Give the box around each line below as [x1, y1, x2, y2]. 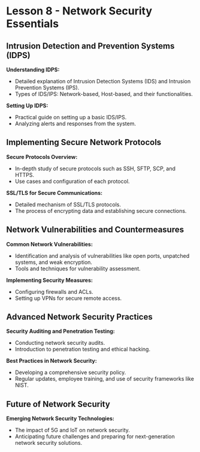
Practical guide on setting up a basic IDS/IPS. [14, 114, 127, 120]
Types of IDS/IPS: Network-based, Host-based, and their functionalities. [14, 91, 193, 97]
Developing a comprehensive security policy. [14, 369, 126, 376]
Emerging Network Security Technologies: [6, 415, 115, 422]
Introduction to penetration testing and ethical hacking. [14, 346, 151, 353]
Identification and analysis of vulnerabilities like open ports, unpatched [14, 252, 190, 259]
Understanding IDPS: [6, 66, 60, 73]
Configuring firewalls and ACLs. [14, 288, 94, 295]
